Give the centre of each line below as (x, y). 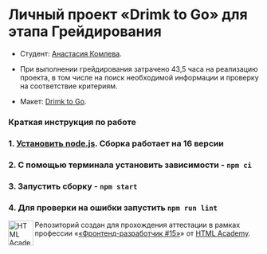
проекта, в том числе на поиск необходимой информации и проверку (139, 77)
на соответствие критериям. (69, 86)
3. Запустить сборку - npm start (73, 186)
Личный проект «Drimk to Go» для (128, 15)
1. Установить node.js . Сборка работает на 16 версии (116, 143)
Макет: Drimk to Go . (53, 101)
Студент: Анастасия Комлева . (71, 53)
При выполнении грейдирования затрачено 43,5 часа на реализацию (139, 68)
